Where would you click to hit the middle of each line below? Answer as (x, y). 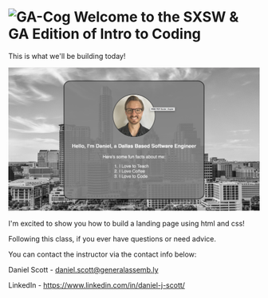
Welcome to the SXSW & (156, 17)
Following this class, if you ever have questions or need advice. (112, 238)
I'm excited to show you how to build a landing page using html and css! (126, 223)
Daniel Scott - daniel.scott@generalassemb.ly (83, 269)
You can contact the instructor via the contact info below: (102, 254)
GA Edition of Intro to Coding (105, 34)
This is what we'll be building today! (67, 56)
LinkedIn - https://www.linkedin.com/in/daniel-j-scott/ (97, 285)
